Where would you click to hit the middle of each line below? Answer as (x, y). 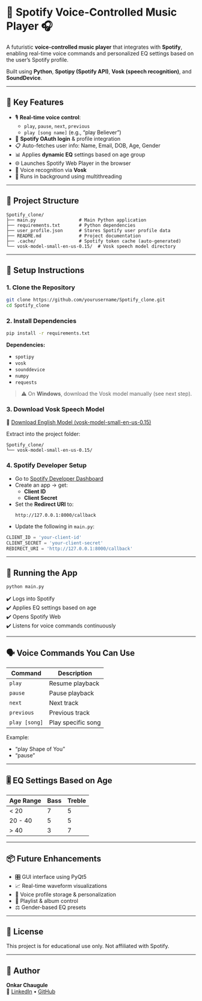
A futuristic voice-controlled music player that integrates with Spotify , (94, 47)
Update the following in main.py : (55, 526)
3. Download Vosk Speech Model (55, 410)
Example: (18, 737)
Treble (77, 801)
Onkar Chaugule (27, 985)
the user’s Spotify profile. (38, 60)
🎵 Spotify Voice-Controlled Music (92, 12)
